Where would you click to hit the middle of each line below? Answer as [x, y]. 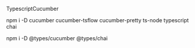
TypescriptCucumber [32, 9]
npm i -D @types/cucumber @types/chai [57, 38]
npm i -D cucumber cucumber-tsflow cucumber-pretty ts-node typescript [97, 20]
